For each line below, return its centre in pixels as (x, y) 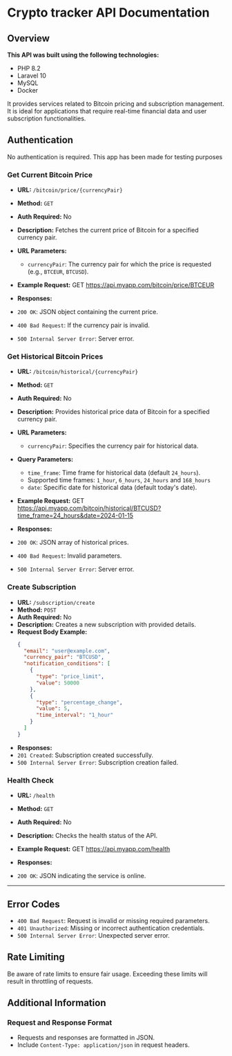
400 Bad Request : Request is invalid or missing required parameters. (113, 920)
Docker (28, 90)
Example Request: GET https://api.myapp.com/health (94, 849)
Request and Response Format (60, 1023)
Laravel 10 (32, 75)
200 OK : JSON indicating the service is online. (81, 876)
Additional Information (57, 1003)
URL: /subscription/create (56, 602)
